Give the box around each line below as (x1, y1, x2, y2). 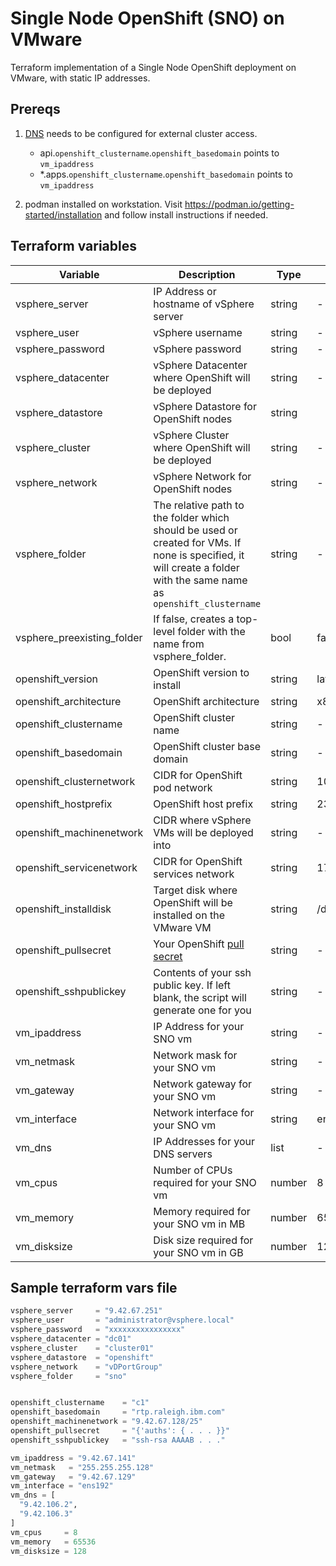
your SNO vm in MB (153, 1217, 246, 1231)
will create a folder (153, 560, 240, 574)
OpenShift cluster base (153, 739, 262, 753)
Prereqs (10, 101, 61, 118)
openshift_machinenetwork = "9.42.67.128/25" (10, 1417, 203, 1427)
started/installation (24, 208, 103, 221)
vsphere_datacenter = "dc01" (10, 1334, 132, 1344)
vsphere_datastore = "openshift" (10, 1352, 155, 1362)
